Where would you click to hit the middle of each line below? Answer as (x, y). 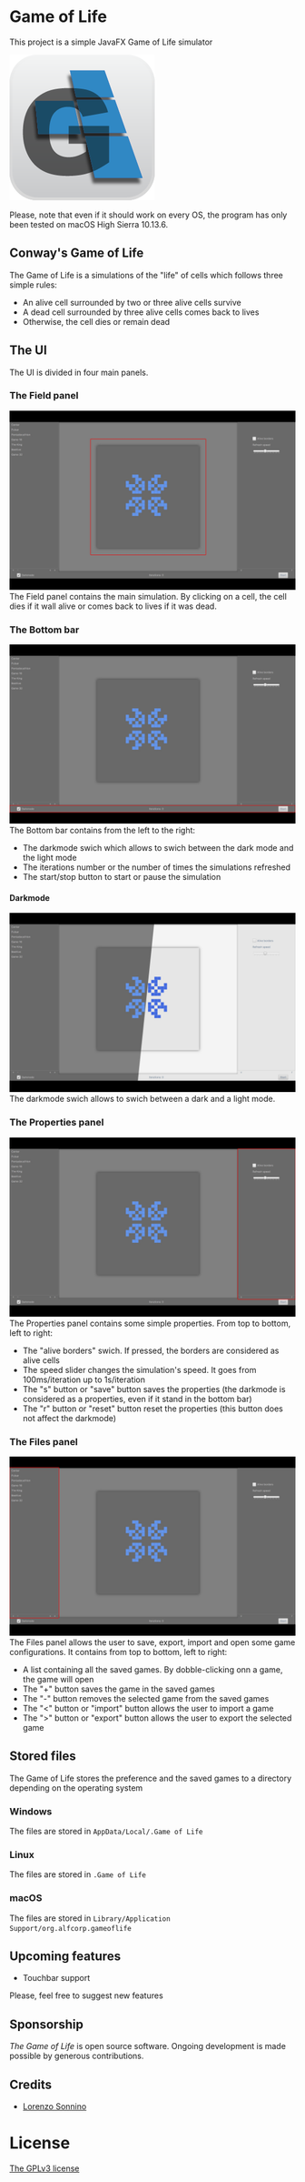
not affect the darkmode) (69, 1418)
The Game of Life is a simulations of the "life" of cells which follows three (147, 275)
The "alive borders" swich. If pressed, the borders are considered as (151, 1350)
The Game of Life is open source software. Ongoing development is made (148, 2046)
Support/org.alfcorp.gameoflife (70, 1928)
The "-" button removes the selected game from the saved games (146, 1698)
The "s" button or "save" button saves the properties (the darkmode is (154, 1389)
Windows (31, 1811)
